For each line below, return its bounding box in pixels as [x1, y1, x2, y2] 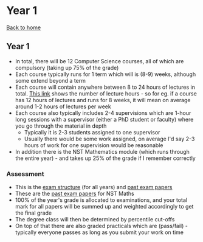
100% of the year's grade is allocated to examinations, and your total [15, 196, 187, 204]
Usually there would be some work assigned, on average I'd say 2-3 [24, 135, 195, 142]
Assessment [6, 170, 44, 178]
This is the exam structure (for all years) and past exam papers [15, 184, 173, 191]
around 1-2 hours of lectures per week [15, 103, 111, 110]
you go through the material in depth [15, 122, 107, 130]
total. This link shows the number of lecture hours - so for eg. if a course [15, 89, 198, 97]
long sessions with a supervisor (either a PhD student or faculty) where [15, 116, 194, 123]
